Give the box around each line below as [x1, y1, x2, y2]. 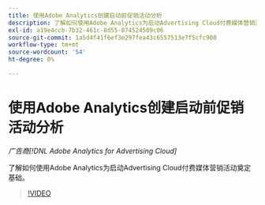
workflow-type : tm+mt [8, 41, 80, 49]
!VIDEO [27, 188, 51, 198]
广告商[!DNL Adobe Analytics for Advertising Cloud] [8, 146, 177, 155]
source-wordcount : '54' [8, 48, 87, 56]
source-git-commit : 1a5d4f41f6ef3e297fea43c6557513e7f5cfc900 [8, 33, 217, 42]
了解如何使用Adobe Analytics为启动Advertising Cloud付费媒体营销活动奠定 [8, 162, 251, 172]
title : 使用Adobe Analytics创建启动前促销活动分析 [8, 11, 163, 20]
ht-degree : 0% [8, 56, 55, 64]
